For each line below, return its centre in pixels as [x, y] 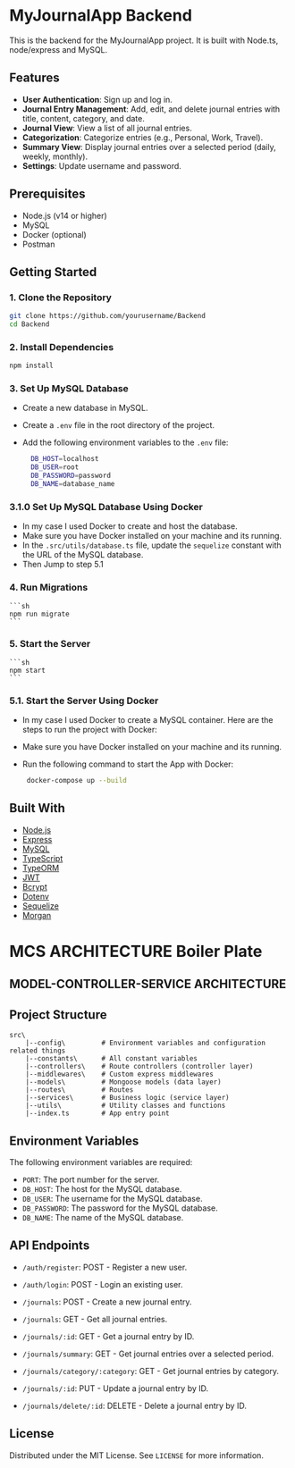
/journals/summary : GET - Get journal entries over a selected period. [148, 1354]
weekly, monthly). [55, 156]
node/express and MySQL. [59, 49]
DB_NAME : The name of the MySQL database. [103, 1218]
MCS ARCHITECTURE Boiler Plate [136, 952]
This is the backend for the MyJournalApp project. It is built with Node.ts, [144, 40]
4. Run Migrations [49, 588]
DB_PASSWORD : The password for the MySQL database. [120, 1208]
